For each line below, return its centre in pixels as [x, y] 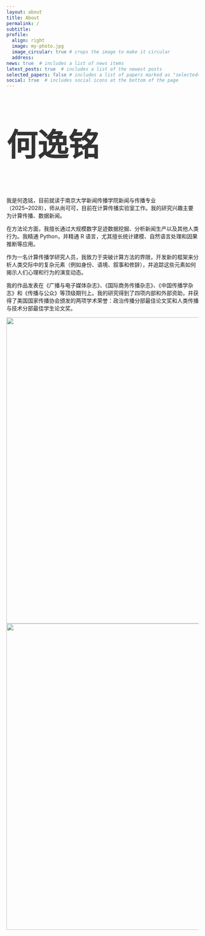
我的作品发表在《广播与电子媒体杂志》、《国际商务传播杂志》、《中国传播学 [97, 285]
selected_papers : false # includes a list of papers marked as [88, 75]
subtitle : [19, 29]
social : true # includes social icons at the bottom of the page [92, 80]
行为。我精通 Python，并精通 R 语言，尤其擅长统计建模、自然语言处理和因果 [102, 236]
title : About [23, 18]
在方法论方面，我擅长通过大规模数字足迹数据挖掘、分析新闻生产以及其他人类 [103, 228]
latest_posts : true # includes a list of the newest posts [85, 69]
